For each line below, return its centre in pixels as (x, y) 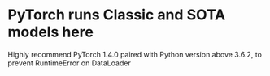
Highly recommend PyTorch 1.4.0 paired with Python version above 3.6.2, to (135, 54)
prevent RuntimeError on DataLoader (69, 63)
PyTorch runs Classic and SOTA (117, 15)
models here (51, 32)
